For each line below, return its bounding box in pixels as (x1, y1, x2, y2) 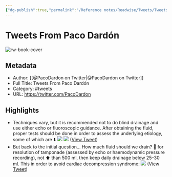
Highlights (5, 106, 39, 115)
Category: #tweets (12, 85, 52, 92)
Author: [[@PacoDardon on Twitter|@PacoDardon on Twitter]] (12, 75, 144, 81)
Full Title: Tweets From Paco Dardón (12, 80, 90, 86)
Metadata (5, 61, 37, 70)
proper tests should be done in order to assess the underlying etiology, (12, 130, 163, 137)
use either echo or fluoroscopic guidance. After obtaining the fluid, (12, 125, 154, 131)
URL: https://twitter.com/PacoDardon (12, 91, 91, 97)
